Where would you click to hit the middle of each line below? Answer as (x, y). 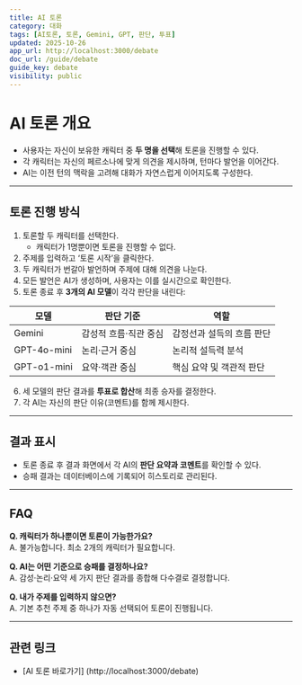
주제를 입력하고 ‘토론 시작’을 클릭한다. (88, 258)
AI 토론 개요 (50, 123)
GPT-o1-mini (44, 367)
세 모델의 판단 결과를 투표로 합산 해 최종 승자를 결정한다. (119, 391)
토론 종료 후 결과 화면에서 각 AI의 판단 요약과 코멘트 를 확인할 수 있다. (142, 465)
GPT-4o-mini (43, 350)
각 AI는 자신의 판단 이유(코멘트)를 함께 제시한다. (106, 402)
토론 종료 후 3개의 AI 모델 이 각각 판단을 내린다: (104, 291)
